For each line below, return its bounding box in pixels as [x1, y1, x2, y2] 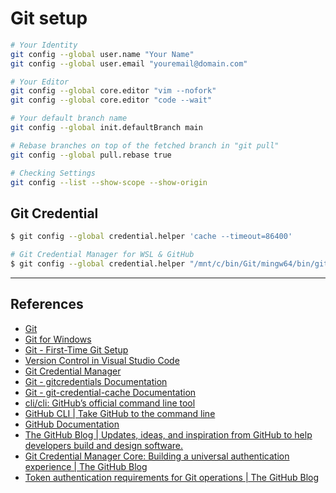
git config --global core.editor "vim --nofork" [10, 86, 217, 96]
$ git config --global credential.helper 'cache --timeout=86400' [10, 232, 293, 242]
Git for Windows [24, 333, 92, 345]
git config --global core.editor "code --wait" [10, 95, 213, 106]
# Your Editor [10, 77, 70, 87]
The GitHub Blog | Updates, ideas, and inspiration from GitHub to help [24, 428, 313, 441]
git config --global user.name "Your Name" [10, 49, 195, 59]
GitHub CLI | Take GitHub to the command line [24, 407, 216, 419]
